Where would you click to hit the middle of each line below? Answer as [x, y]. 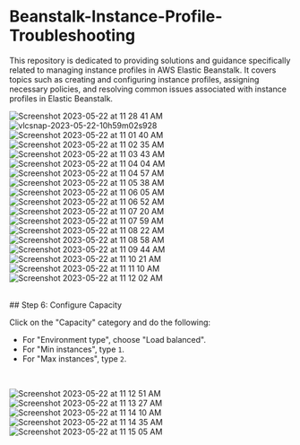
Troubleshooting [73, 35]
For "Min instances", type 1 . [73, 349]
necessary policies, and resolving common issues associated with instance [148, 89]
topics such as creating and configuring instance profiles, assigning [134, 79]
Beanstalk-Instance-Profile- [116, 17]
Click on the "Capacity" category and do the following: [110, 322]
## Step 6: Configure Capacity [66, 305]
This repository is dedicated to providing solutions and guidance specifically [150, 60]
